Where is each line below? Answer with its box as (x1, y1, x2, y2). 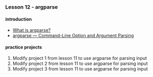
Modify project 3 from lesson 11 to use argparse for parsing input (12, 66, 148, 72)
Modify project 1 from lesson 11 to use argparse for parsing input (12, 55, 147, 61)
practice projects (5, 44, 42, 50)
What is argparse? (12, 27, 51, 33)
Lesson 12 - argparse (5, 4, 58, 11)
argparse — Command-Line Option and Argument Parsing (12, 33, 134, 39)
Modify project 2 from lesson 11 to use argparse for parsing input (12, 60, 148, 66)
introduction (5, 16, 32, 22)
